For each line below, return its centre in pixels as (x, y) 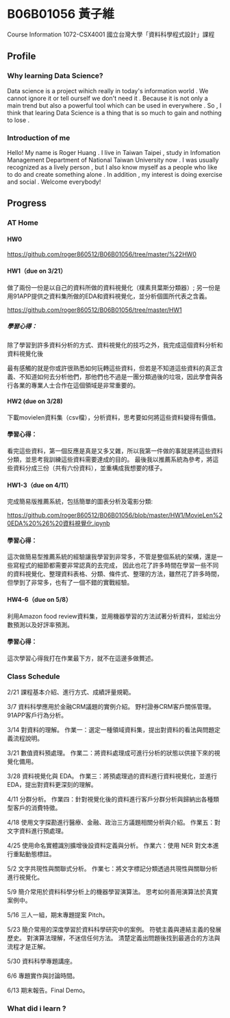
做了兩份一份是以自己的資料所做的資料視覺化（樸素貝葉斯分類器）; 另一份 (111, 287)
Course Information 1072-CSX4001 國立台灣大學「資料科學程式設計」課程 (111, 34)
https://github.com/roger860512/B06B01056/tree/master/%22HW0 (102, 254)
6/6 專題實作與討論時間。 (43, 976)
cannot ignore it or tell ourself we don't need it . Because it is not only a (107, 98)
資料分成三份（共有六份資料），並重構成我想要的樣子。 (89, 468)
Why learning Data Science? (55, 76)
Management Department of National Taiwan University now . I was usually (113, 160)
